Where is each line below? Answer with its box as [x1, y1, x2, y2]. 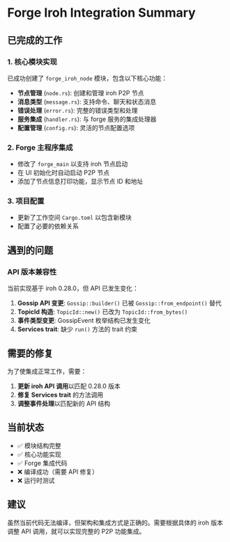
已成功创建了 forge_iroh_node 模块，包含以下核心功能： [7, 74, 168, 82]
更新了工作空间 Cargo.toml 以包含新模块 [17, 214, 132, 222]
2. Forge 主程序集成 [7, 143, 73, 152]
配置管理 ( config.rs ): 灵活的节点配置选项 [17, 123, 135, 131]
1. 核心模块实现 [7, 57, 58, 67]
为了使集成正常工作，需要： [7, 367, 87, 375]
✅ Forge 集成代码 [17, 459, 68, 467]
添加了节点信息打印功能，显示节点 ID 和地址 [17, 177, 144, 186]
